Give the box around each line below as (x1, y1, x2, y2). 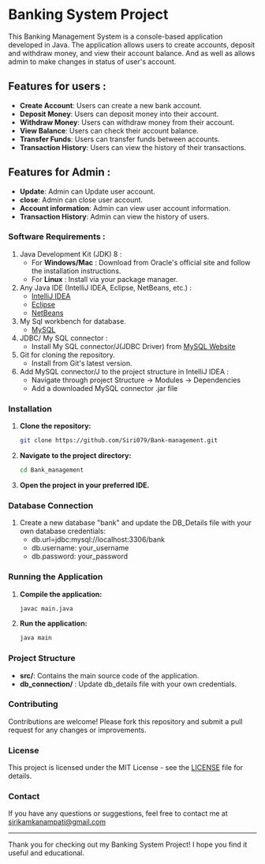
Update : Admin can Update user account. (19, 186, 155, 196)
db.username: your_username (31, 543, 129, 553)
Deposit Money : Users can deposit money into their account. (19, 109, 219, 118)
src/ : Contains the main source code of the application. (19, 671, 200, 680)
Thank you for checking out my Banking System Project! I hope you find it (8, 840, 248, 850)
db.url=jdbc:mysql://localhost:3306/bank (31, 535, 166, 544)
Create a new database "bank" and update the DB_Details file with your (19, 518, 252, 528)
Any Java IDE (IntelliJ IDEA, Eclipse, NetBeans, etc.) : (19, 283, 192, 292)
